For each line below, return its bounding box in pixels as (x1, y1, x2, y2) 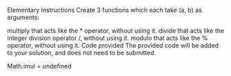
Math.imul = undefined (7, 62, 72, 70)
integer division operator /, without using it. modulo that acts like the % (7, 34, 208, 42)
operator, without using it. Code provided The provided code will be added (7, 41, 219, 49)
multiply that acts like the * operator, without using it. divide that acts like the (7, 27, 225, 35)
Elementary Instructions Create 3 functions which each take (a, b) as (7, 6, 202, 14)
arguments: (7, 13, 40, 21)
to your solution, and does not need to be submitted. (7, 48, 157, 57)
